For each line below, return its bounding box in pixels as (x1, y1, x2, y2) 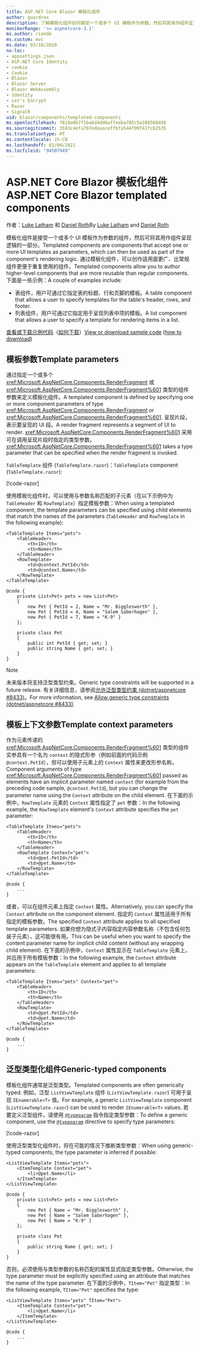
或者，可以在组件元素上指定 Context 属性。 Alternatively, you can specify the (6, 903, 193, 910)
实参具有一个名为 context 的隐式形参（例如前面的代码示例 (6, 751, 148, 759)
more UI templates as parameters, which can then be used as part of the (6, 249, 185, 256)
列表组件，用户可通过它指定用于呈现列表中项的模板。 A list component (14, 310, 187, 317)
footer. (14, 302, 32, 310)
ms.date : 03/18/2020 (6, 42, 58, 48)
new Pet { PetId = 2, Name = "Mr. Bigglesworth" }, (27, 604, 159, 610)
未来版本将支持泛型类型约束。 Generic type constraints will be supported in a (6, 679, 194, 686)
